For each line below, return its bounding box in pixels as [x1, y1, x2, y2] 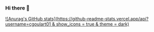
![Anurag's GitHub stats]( [5, 16, 58, 22]
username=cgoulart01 [5, 21, 52, 27]
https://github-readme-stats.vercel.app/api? [57, 16, 149, 22]
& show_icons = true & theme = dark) [52, 21, 130, 27]
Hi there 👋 [5, 4, 30, 11]
